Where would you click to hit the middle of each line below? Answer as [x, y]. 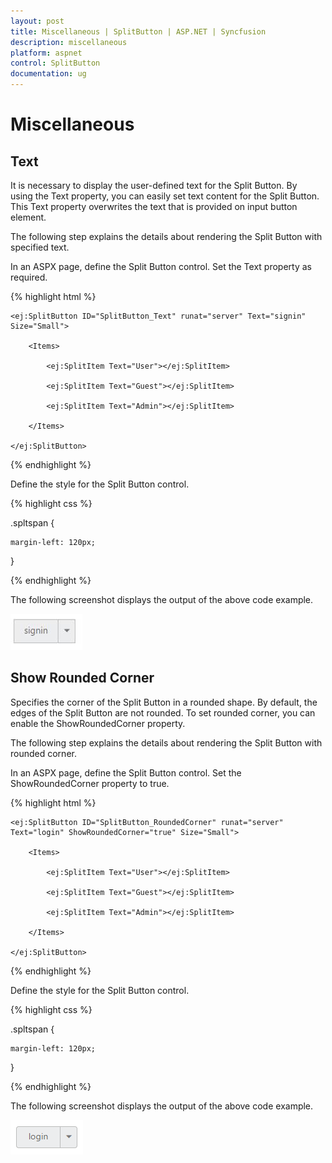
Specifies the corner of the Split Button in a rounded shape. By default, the [164, 702]
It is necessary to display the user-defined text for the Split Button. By [154, 185]
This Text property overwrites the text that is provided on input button [154, 206]
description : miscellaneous [69, 42]
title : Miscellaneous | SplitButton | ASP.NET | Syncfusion [138, 31]
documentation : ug [48, 74]
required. [29, 277]
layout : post [37, 21]
